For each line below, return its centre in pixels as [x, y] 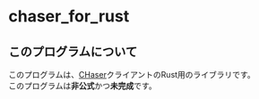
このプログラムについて [73, 51]
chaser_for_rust [69, 16]
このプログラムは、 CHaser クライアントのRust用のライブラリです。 [132, 74]
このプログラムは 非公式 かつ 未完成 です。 [83, 86]
